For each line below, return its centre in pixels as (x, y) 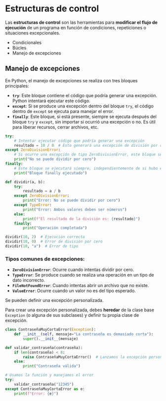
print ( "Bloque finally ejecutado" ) (51, 173)
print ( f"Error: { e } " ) (36, 394)
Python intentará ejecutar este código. (51, 101)
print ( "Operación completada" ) (55, 228)
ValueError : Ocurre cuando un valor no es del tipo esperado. (74, 291)
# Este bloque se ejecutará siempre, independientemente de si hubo (86, 168)
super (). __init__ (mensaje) (51, 339)
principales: (17, 86)
